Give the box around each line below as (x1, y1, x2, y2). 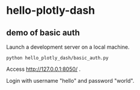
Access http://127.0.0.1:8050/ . (6, 65, 81, 73)
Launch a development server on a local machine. (6, 43, 130, 50)
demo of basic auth (6, 28, 80, 38)
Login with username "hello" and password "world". (6, 77, 135, 84)
